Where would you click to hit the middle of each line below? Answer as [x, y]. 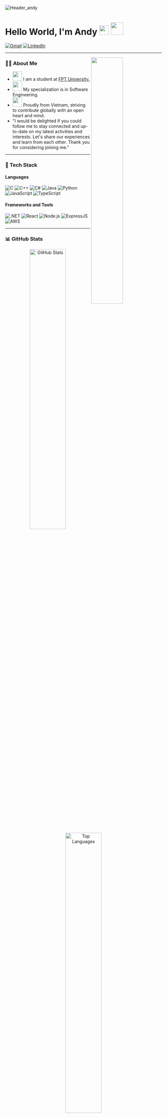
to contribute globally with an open [48, 110]
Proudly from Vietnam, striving [54, 105]
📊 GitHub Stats [24, 239]
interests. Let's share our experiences [51, 137]
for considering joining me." [41, 148]
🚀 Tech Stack [21, 165]
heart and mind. [29, 116]
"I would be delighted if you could [47, 121]
